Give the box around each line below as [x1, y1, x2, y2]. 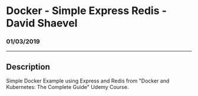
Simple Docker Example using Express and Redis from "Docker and [6, 77, 170, 84]
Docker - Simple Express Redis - [6, 4, 167, 18]
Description [6, 61, 50, 71]
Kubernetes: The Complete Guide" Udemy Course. [6, 84, 129, 91]
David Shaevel [6, 16, 78, 30]
